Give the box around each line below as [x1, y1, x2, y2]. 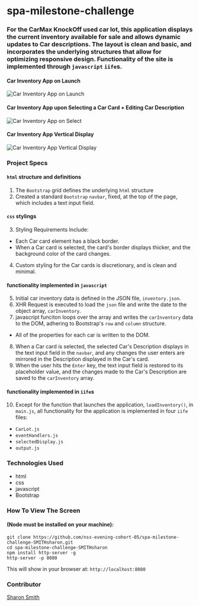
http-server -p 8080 [7, 555, 58, 561]
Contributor [7, 580, 41, 588]
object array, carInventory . [15, 307, 82, 315]
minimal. [15, 268, 36, 275]
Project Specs [7, 158, 48, 167]
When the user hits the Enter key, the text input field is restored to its [15, 362, 184, 369]
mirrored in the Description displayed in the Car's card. [15, 356, 150, 363]
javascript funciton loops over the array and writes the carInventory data [15, 313, 193, 321]
